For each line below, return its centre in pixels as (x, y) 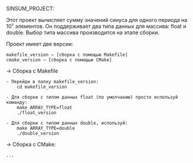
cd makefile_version (42, 87)
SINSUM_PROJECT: (30, 9)
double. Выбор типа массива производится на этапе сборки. (83, 32)
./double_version (38, 133)
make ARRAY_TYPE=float (45, 107)
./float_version (37, 113)
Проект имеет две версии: (40, 44)
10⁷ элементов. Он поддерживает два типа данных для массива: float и (96, 26)
